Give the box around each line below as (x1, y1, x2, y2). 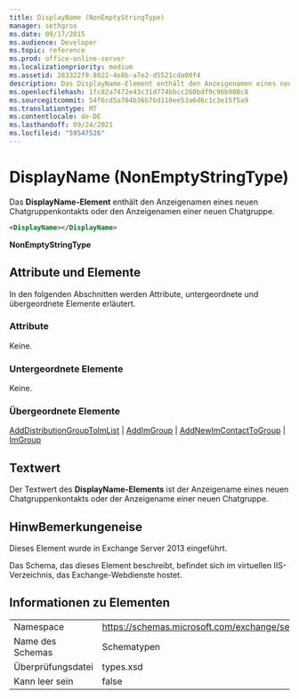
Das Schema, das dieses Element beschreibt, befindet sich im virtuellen (9, 560, 272, 571)
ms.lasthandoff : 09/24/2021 (9, 121, 114, 130)
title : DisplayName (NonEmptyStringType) (9, 12, 166, 22)
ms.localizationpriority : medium (9, 63, 133, 72)
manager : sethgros (9, 21, 77, 30)
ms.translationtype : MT (9, 104, 98, 113)
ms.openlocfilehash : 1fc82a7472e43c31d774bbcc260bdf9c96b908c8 (9, 87, 249, 96)
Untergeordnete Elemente (9, 362, 124, 374)
